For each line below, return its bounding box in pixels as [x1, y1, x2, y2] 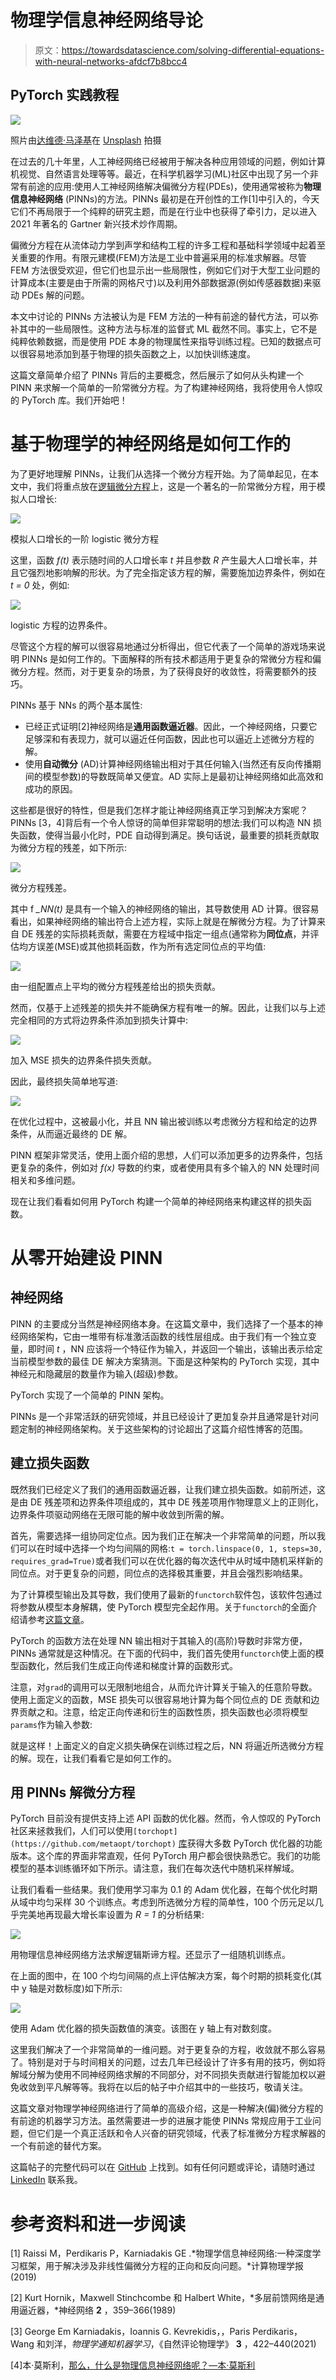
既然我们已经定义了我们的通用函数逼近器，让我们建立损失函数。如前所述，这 [10, 1483, 326, 1495]
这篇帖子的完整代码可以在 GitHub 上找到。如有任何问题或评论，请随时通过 [10, 2161, 316, 2173]
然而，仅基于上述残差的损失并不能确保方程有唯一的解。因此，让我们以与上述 [10, 1001, 326, 1013]
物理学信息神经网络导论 [10, 9, 204, 32]
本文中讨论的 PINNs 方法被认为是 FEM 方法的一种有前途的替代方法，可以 [10, 310, 310, 322]
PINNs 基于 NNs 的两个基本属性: [10, 699, 143, 711]
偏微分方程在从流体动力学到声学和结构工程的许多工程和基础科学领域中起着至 [10, 239, 326, 251]
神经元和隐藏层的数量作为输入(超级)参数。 [10, 1367, 184, 1380]
